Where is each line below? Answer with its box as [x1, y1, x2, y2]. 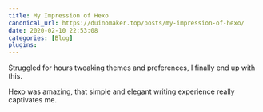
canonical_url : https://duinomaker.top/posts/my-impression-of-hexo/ [8, 19, 245, 27]
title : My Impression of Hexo [8, 11, 110, 20]
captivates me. [8, 95, 58, 105]
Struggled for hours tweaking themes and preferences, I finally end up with [8, 63, 256, 72]
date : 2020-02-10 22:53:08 [8, 26, 98, 34]
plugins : [8, 41, 38, 49]
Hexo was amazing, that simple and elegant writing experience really [8, 87, 235, 96]
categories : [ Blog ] [8, 33, 74, 42]
